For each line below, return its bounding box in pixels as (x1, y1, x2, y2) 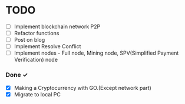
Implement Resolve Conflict (14, 43, 81, 50)
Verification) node (14, 56, 58, 63)
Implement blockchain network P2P (14, 23, 101, 30)
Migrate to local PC (14, 90, 61, 98)
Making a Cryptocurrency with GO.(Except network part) (14, 84, 151, 91)
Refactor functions (14, 30, 60, 36)
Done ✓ (5, 71, 28, 79)
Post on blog (14, 36, 45, 43)
